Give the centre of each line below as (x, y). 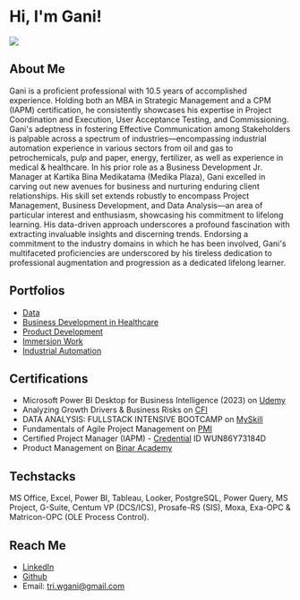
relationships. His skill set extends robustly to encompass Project (129, 196)
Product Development (62, 331)
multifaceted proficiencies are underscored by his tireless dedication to (141, 252)
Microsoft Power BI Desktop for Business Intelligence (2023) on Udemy (154, 401)
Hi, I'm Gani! (56, 17)
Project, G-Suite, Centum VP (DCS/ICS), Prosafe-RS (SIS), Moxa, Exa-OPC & (150, 507)
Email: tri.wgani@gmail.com (73, 586)
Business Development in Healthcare (90, 322)
